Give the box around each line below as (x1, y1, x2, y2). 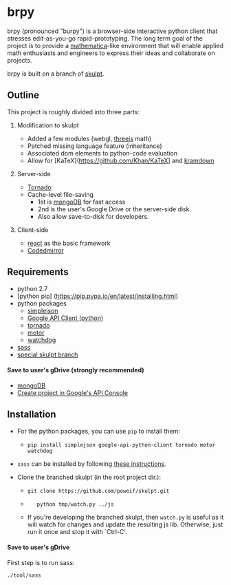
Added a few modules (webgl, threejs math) (27, 134, 152, 142)
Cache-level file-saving (27, 190, 94, 198)
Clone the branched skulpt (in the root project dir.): (16, 473, 162, 481)
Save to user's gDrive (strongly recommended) (7, 366, 144, 374)
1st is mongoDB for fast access (37, 198, 126, 206)
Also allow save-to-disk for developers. (37, 212, 149, 220)
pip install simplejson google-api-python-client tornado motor (27, 441, 216, 448)
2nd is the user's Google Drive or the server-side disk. (37, 204, 191, 213)
